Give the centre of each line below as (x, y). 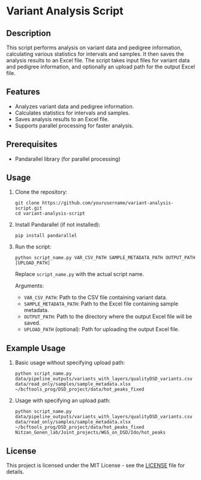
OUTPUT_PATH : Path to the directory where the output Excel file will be (108, 317)
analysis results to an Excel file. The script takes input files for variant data (98, 60)
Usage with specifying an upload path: (63, 401)
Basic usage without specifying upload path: (70, 363)
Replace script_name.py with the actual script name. (79, 274)
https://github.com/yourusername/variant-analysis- (108, 203)
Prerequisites (32, 144)
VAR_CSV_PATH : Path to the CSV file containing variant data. (95, 298)
